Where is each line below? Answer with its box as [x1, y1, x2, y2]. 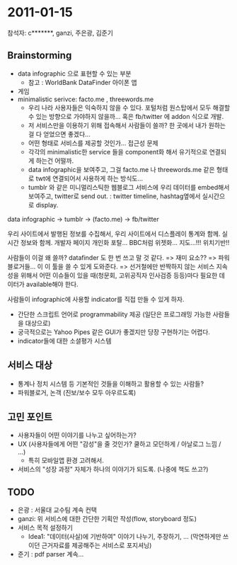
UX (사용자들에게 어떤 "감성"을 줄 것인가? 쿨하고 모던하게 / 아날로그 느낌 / [17, 440, 221, 448]
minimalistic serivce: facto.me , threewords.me [17, 95, 154, 103]
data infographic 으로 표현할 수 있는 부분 [17, 69, 132, 78]
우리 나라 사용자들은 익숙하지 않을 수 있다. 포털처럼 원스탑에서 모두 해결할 [28, 103, 231, 112]
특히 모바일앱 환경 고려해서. [28, 456, 104, 464]
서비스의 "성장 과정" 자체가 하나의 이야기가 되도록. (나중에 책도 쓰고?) [17, 465, 209, 474]
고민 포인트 [7, 411, 53, 423]
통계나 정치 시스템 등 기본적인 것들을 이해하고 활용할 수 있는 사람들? [17, 379, 204, 388]
